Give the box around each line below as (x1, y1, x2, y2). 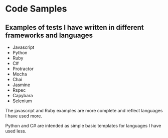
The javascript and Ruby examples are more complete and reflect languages (5, 108, 163, 113)
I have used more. (5, 113, 43, 119)
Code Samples (5, 3, 67, 15)
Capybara (12, 93, 33, 98)
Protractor (12, 66, 34, 72)
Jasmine (12, 82, 31, 88)
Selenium (12, 98, 32, 104)
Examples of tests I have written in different (5, 23, 144, 32)
